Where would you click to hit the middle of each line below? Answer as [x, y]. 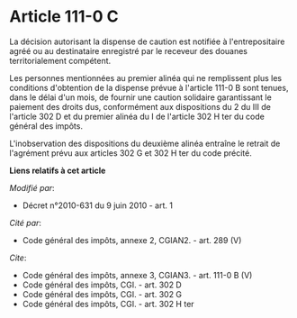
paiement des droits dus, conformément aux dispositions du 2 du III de [140, 106]
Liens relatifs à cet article [58, 170]
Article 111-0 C [64, 17]
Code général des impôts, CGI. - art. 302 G [102, 294]
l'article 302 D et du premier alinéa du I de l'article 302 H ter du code [137, 116]
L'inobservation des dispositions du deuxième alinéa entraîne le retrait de [145, 143]
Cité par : [26, 223]
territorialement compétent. [60, 60]
